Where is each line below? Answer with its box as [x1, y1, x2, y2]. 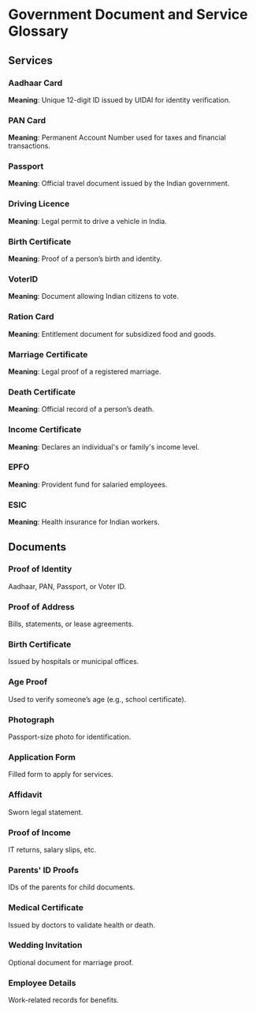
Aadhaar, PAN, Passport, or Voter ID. [8, 581, 127, 591]
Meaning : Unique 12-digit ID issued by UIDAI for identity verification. [8, 95, 231, 104]
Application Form [8, 752, 76, 763]
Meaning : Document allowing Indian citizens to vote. [8, 292, 180, 301]
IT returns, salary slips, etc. [8, 845, 97, 854]
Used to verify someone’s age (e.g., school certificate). [8, 694, 187, 703]
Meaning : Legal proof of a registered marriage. [8, 367, 161, 376]
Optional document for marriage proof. [8, 957, 134, 967]
